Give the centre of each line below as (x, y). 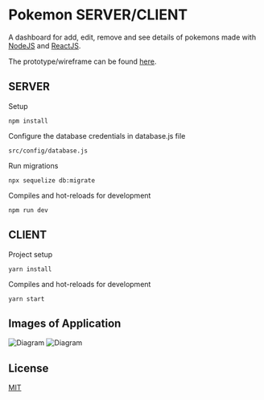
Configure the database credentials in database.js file (97, 135)
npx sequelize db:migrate (52, 180)
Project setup (31, 254)
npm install (28, 121)
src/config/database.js (48, 151)
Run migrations (33, 165)
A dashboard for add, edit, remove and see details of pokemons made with (132, 37)
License (29, 368)
